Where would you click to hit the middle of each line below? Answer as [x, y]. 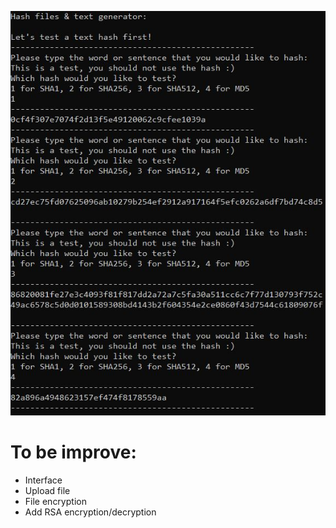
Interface [43, 480]
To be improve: [73, 452]
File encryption [55, 502]
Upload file [47, 491]
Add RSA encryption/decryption [90, 512]
